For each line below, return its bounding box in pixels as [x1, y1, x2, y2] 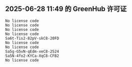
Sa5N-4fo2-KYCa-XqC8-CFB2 [5, 53, 59, 58]
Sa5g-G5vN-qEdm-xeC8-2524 [5, 49, 59, 54]
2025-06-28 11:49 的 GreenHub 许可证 [5, 4, 127, 13]
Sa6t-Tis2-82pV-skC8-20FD [5, 35, 59, 41]
